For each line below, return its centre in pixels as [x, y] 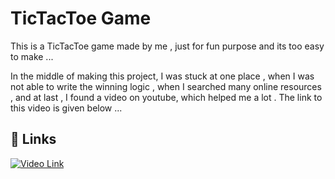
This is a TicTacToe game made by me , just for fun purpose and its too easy [167, 46]
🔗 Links [33, 139]
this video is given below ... [66, 108]
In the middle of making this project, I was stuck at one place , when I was [162, 76]
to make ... [32, 56]
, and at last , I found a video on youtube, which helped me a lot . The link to [166, 97]
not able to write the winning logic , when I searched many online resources [166, 86]
